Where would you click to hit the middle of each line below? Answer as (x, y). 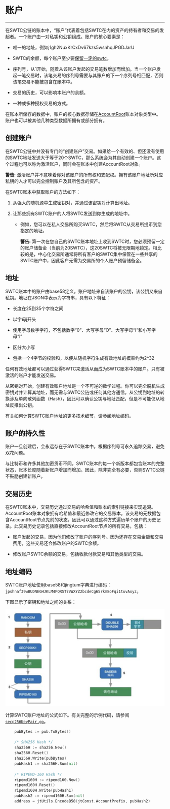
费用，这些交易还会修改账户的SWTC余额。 (57, 543)
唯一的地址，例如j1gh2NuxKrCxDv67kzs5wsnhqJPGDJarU (73, 47)
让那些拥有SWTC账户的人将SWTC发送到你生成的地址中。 (72, 213)
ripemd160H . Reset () (35, 785)
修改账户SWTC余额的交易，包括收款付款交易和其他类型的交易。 (79, 554)
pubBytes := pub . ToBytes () (43, 732)
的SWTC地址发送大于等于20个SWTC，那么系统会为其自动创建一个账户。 (81, 158)
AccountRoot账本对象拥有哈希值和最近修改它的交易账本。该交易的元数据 (81, 513)
